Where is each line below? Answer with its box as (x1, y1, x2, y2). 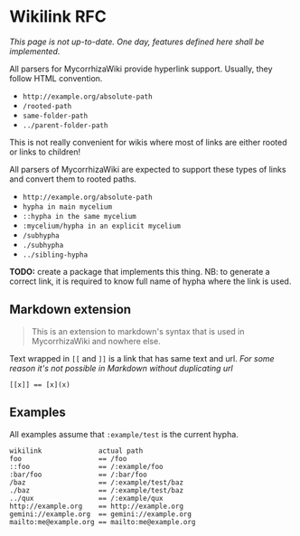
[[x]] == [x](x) (9, 380, 70, 390)
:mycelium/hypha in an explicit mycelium (22, 221, 181, 230)
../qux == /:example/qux (9, 494, 164, 503)
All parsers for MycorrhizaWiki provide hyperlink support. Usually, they (9, 63, 273, 74)
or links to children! (9, 146, 81, 157)
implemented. (9, 45, 61, 56)
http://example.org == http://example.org (9, 502, 183, 511)
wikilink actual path (9, 446, 144, 456)
